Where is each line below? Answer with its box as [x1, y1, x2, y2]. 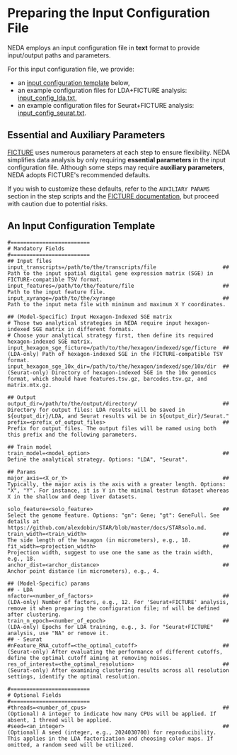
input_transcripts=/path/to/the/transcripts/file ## [7, 264, 230, 271]
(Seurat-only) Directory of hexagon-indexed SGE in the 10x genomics [7, 369, 217, 376]
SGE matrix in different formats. [33, 325, 134, 332]
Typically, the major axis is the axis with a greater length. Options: [7, 481, 226, 488]
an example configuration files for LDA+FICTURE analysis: [17, 86, 187, 94]
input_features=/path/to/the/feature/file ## [7, 282, 230, 289]
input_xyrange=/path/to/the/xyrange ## [7, 294, 230, 302]
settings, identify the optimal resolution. [7, 673, 141, 680]
